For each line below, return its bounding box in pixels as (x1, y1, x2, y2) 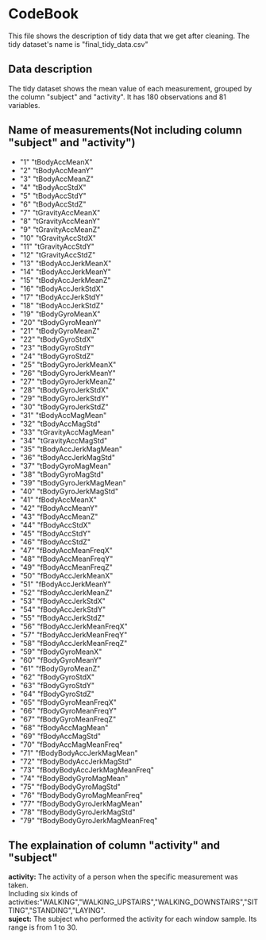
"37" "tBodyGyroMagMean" (19, 461, 111, 470)
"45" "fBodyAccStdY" (19, 528, 91, 538)
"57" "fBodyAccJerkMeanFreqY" (19, 629, 128, 640)
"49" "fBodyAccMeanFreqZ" (19, 562, 114, 572)
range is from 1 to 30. (8, 923, 78, 932)
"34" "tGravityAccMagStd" (19, 435, 108, 445)
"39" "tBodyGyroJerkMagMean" (19, 478, 127, 487)
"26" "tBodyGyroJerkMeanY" (19, 368, 117, 377)
